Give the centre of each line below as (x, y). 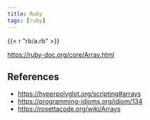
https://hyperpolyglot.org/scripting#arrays (79, 94)
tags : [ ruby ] (27, 21)
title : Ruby (25, 14)
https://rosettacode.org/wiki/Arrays (69, 109)
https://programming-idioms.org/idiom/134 (80, 102)
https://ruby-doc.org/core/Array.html (61, 55)
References (33, 76)
